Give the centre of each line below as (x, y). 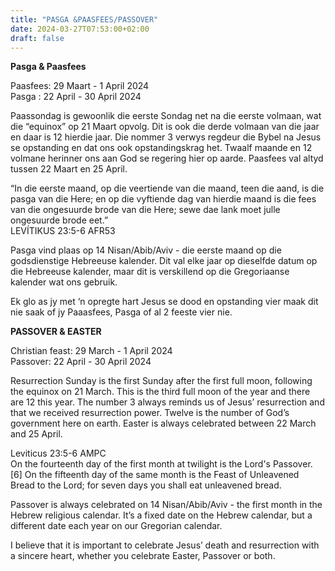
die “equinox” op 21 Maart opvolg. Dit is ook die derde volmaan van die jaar (165, 127)
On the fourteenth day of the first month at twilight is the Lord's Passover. (161, 464)
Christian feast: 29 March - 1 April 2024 (91, 351)
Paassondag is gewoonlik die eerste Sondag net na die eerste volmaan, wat (166, 116)
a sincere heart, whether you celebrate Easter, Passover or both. (143, 556)
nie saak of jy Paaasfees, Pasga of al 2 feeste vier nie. (121, 312)
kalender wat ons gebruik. (64, 282)
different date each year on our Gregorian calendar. (116, 526)
